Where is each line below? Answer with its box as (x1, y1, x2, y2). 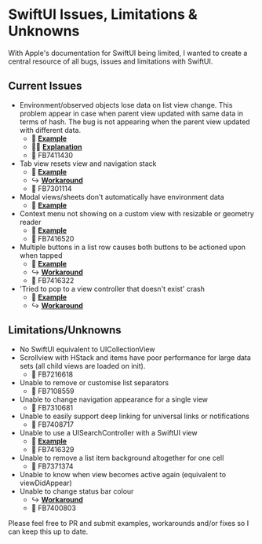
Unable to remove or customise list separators (19, 377, 169, 387)
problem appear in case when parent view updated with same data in (19, 108, 244, 118)
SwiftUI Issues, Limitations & (8, 6, 198, 24)
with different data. (19, 125, 81, 134)
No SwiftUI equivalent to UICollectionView (19, 344, 155, 354)
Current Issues (8, 79, 82, 93)
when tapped (19, 250, 63, 260)
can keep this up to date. (8, 527, 89, 536)
